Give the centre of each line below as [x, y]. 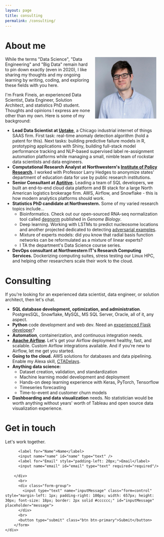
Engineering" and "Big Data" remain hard [47, 64]
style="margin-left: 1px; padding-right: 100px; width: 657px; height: [80, 496]
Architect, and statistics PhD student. [42, 105]
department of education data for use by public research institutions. [82, 177]
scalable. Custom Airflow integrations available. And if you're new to [81, 346]
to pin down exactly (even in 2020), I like [46, 70]
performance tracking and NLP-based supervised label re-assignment [83, 151]
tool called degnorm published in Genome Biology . [70, 219]
